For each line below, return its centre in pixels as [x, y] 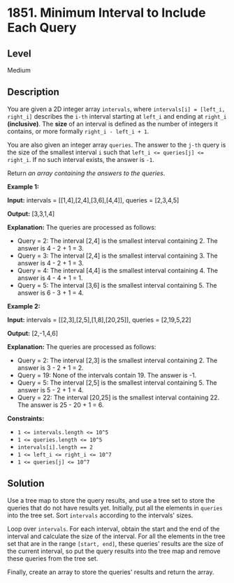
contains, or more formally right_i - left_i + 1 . [78, 131]
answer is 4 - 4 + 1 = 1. [50, 278]
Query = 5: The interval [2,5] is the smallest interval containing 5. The [117, 383]
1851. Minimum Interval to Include [107, 13]
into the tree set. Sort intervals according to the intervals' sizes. [100, 515]
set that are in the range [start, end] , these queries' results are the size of [116, 543]
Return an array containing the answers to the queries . [86, 173]
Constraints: [26, 418]
